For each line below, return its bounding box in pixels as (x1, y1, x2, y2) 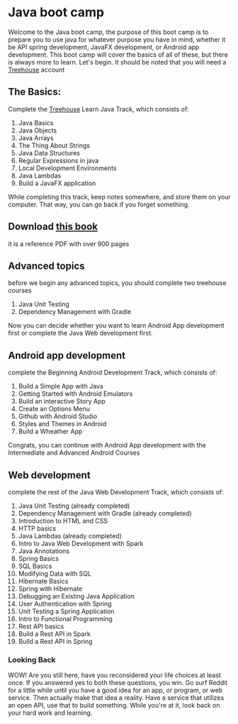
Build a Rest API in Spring (18, 637, 93, 645)
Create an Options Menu (18, 405, 91, 413)
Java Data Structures (18, 148, 81, 157)
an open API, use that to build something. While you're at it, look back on (8, 701, 220, 710)
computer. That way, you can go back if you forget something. (8, 200, 190, 208)
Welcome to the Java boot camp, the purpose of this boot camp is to (8, 28, 209, 36)
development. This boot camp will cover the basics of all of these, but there (8, 50, 229, 59)
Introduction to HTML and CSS (18, 517, 108, 525)
